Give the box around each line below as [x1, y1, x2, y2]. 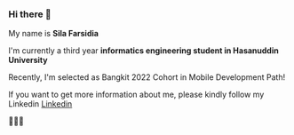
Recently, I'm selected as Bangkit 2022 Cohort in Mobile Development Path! [8, 72, 286, 83]
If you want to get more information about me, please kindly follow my [8, 89, 265, 100]
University [8, 55, 48, 66]
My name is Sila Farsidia [8, 28, 99, 39]
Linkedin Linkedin [8, 99, 73, 109]
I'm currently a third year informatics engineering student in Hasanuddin [8, 45, 279, 56]
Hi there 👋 [8, 8, 52, 20]
